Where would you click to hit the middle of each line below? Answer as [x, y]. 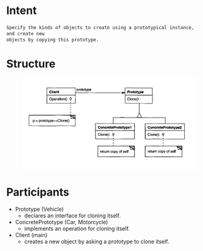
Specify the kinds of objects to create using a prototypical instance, [100, 27]
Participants [38, 192]
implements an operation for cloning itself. [77, 228]
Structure [31, 64]
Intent [22, 11]
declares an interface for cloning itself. [72, 216]
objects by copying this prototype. [53, 40]
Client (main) [31, 235]
